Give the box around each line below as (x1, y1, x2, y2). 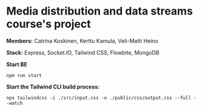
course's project (6, 17, 91, 31)
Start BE (6, 61, 27, 68)
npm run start (6, 72, 42, 78)
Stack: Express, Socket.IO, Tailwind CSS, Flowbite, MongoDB (6, 49, 160, 56)
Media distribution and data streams (6, 4, 193, 18)
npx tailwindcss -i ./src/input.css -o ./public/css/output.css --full (6, 95, 191, 101)
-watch (6, 100, 23, 106)
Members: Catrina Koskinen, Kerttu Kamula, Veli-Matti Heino (6, 37, 159, 44)
